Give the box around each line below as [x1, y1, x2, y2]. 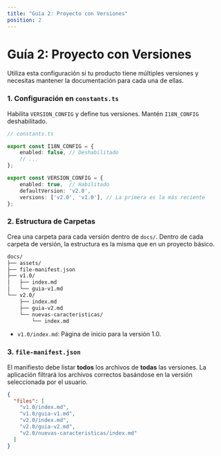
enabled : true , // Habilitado [19, 181, 110, 188]
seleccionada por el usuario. [7, 378, 88, 386]
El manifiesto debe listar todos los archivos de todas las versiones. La [7, 363, 206, 371]
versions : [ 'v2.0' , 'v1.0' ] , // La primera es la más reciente [19, 194, 206, 201]
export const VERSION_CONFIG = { [7, 174, 104, 182]
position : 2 [7, 17, 41, 24]
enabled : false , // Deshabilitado [19, 149, 119, 156]
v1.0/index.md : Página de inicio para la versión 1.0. [17, 330, 162, 338]
